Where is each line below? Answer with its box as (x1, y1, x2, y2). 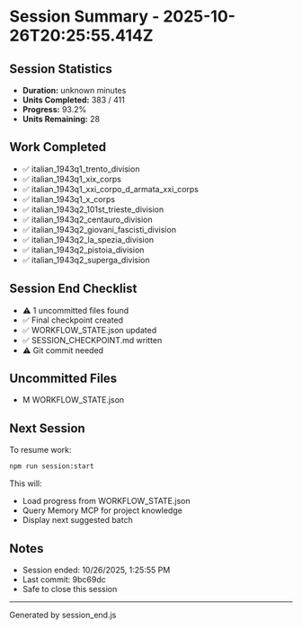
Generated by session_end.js (9, 609, 117, 620)
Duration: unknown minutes (22, 85, 127, 95)
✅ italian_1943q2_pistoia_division (22, 244, 145, 255)
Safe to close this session (22, 583, 118, 594)
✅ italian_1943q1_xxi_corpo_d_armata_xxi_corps (22, 183, 200, 194)
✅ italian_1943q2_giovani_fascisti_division (22, 224, 177, 235)
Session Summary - (9, 6, 160, 27)
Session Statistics (9, 61, 112, 76)
